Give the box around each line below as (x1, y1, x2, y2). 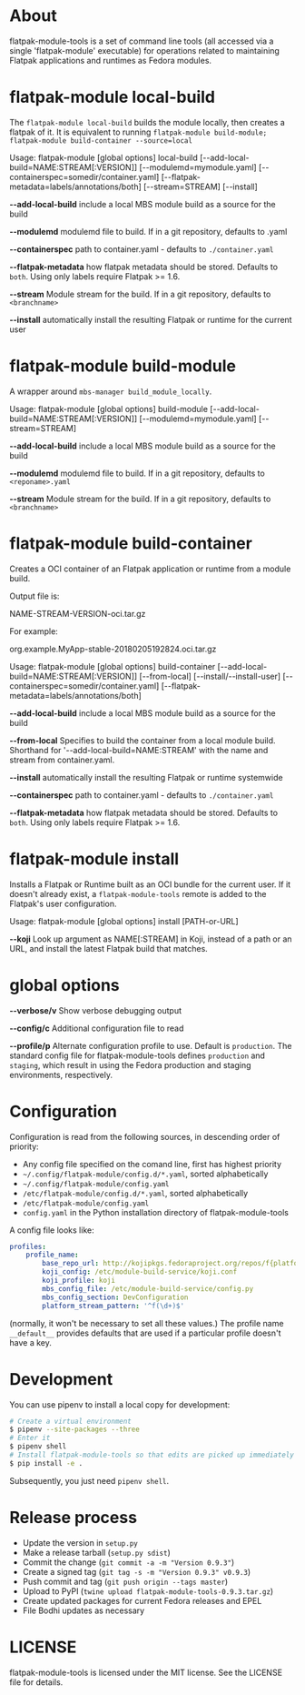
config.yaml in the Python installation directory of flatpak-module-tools (22, 1206, 289, 1217)
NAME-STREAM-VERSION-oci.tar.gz (9, 608, 146, 619)
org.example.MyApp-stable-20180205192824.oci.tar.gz (9, 643, 217, 654)
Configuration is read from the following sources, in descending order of (9, 1131, 280, 1142)
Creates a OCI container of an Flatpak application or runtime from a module (9, 563, 291, 574)
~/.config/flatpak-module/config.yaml (22, 1179, 170, 1188)
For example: (9, 625, 59, 637)
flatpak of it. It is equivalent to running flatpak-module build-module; (9, 126, 268, 137)
